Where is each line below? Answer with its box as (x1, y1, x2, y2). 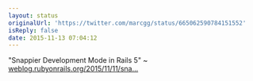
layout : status (8, 11, 59, 20)
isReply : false (8, 26, 59, 34)
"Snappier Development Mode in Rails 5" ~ (8, 56, 148, 65)
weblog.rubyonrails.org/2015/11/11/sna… (8, 64, 139, 74)
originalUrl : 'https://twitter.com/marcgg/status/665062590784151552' (8, 19, 247, 27)
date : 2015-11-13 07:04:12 (8, 33, 98, 42)
